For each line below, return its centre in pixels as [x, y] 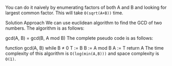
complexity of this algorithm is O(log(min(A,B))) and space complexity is [82, 53]
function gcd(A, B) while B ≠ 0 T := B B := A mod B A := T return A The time [84, 48]
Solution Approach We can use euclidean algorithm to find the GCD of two [84, 23]
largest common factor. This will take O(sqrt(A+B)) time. [64, 13]
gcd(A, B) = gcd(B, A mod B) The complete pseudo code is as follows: [79, 38]
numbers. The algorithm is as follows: [45, 28]
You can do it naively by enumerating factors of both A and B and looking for [86, 7]
